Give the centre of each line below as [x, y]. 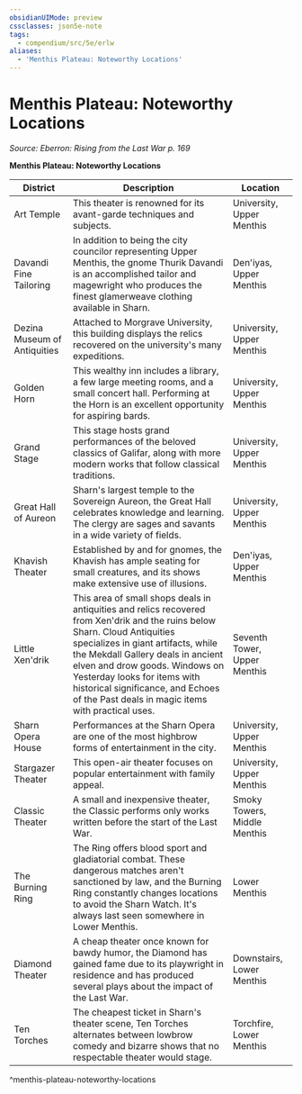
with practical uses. [114, 710]
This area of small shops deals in [142, 598]
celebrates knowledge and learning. [149, 512]
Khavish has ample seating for [137, 561]
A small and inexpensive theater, [142, 800]
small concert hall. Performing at [142, 393]
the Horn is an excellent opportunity [149, 404]
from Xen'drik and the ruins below [145, 620]
